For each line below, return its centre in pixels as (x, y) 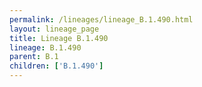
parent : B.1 (34, 57)
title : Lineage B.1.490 (59, 38)
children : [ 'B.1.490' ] (56, 66)
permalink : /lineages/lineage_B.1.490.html (101, 19)
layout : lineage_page (54, 29)
